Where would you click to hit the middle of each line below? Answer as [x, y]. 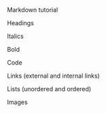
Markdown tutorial [33, 10]
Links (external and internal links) [53, 76]
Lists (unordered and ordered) [49, 89]
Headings [20, 23]
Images [18, 102]
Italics [15, 36]
